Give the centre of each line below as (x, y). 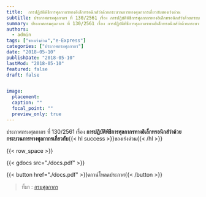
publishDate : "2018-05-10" (41, 58)
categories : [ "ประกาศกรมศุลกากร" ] (45, 47)
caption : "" (27, 103)
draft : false (23, 75)
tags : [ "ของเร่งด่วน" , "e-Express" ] (46, 41)
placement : (26, 97)
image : (15, 91)
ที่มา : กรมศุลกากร (40, 187)
